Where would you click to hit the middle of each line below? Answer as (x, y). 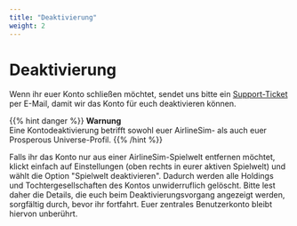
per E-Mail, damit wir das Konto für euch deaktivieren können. (123, 104)
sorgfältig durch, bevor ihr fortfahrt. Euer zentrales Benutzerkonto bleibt (141, 205)
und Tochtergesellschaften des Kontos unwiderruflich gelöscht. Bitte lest (142, 186)
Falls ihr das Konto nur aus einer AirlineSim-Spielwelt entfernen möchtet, (142, 157)
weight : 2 (28, 26)
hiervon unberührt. (44, 214)
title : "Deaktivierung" (53, 17)
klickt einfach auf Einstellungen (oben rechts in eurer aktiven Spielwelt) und (148, 166)
